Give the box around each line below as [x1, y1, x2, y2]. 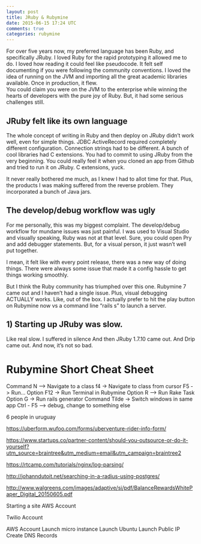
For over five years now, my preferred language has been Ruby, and [6, 47, 174, 55]
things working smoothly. [6, 271, 69, 278]
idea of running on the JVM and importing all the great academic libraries [6, 73, 188, 80]
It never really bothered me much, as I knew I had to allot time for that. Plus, [6, 175, 193, 182]
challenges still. [6, 98, 45, 106]
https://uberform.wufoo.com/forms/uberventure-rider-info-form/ [6, 425, 167, 432]
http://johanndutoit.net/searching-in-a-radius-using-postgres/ [6, 472, 160, 480]
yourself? [6, 443, 29, 450]
